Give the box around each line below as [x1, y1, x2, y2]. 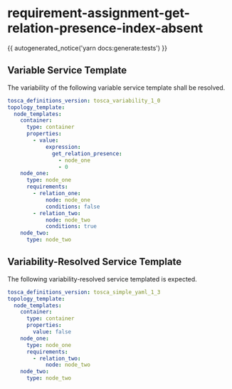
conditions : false [45, 203, 100, 210]
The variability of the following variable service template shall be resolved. [7, 83, 226, 92]
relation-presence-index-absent [7, 20, 204, 36]
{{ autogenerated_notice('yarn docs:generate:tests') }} [7, 43, 168, 52]
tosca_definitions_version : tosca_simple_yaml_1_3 [7, 289, 161, 296]
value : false [33, 328, 72, 336]
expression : [45, 143, 81, 150]
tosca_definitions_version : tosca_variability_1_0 [7, 97, 161, 104]
